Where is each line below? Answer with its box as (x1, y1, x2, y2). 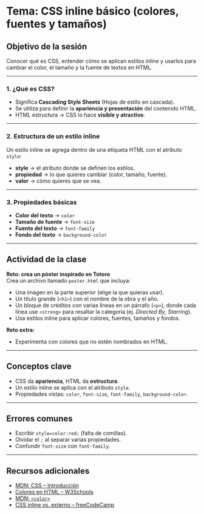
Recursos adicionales (6, 465, 90, 476)
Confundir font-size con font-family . (15, 442, 110, 450)
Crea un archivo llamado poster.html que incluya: (6, 277, 131, 284)
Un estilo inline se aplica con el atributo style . (15, 384, 131, 391)
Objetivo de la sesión (6, 41, 87, 52)
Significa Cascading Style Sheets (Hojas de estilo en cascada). (15, 98, 175, 106)
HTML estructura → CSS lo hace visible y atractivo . (15, 111, 146, 119)
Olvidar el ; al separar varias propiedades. (15, 436, 121, 444)
